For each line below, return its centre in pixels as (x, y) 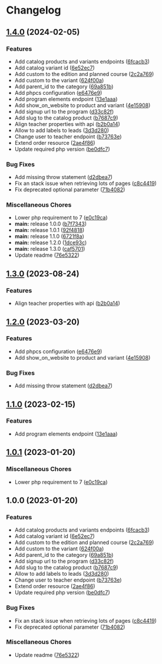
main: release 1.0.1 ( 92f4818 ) (49, 230)
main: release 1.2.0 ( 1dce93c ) (51, 243)
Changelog (34, 10)
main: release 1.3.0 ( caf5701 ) (50, 249)
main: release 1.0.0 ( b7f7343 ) (51, 224)
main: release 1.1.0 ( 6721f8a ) (49, 237)
